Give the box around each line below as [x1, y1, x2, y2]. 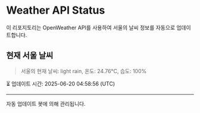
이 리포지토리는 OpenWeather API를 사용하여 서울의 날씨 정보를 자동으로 [6, 24, 176, 31]
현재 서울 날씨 [6, 51, 54, 61]
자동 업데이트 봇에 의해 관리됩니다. [6, 100, 86, 107]
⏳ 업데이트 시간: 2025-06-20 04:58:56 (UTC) [6, 80, 115, 87]
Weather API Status [6, 4, 105, 17]
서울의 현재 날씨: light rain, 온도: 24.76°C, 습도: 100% [20, 67, 147, 74]
